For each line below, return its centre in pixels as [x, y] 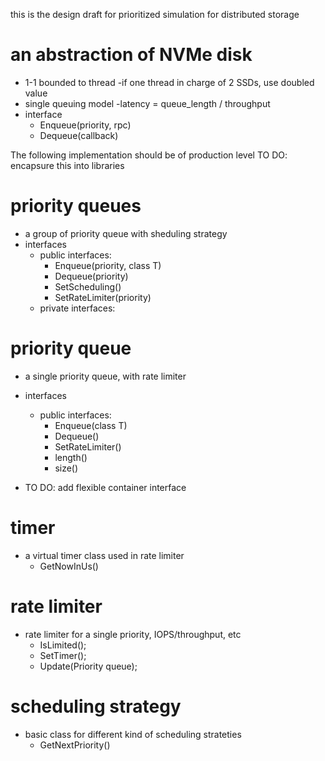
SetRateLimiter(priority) [103, 297]
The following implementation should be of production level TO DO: [149, 155]
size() [66, 468]
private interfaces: [77, 308]
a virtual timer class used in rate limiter [104, 555]
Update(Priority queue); [88, 666]
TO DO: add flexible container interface [105, 487]
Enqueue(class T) [91, 425]
